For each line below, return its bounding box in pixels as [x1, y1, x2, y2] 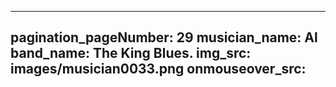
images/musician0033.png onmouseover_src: [10, 61, 307, 78]
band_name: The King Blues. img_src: [10, 45, 252, 62]
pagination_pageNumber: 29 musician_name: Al [10, 29, 318, 46]
